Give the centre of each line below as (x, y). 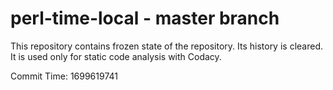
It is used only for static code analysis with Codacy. (116, 56)
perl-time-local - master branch (145, 18)
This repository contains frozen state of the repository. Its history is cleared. (166, 46)
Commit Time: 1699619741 (64, 76)
